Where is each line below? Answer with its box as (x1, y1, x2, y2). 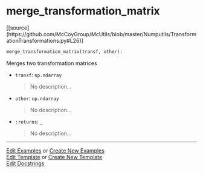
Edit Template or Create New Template (6, 153, 103, 160)
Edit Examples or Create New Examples (6, 146, 105, 154)
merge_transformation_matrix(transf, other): (6, 48, 123, 55)
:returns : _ (14, 118, 43, 125)
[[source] (6, 24, 30, 31)
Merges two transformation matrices (6, 59, 98, 67)
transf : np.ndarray (14, 71, 62, 78)
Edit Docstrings (6, 160, 45, 167)
